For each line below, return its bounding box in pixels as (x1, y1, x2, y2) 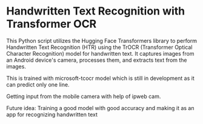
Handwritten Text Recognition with (6, 4, 185, 18)
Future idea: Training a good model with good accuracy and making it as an (6, 104, 195, 111)
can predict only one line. (6, 80, 70, 88)
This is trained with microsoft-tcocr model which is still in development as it (6, 74, 195, 82)
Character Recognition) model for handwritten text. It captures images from (6, 50, 195, 57)
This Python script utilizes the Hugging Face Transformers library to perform (6, 37, 198, 44)
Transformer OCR (6, 17, 97, 31)
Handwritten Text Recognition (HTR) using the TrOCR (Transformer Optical (6, 44, 193, 51)
